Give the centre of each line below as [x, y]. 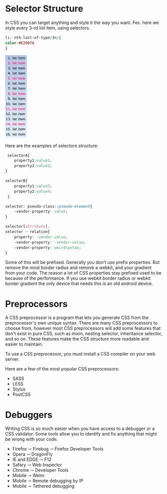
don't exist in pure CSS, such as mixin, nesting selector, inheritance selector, [84, 333]
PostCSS [21, 394]
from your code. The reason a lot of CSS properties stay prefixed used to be [83, 273]
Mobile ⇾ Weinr [28, 475]
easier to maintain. [24, 344]
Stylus [19, 389]
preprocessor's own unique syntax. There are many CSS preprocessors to [82, 323]
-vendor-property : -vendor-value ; [50, 242]
